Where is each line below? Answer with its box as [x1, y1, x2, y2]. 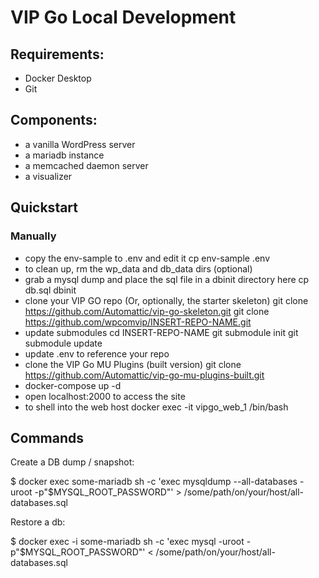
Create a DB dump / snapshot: [10, 456, 135, 468]
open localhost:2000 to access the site [24, 390, 186, 402]
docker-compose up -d [24, 379, 122, 391]
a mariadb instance [24, 149, 105, 161]
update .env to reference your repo [24, 347, 170, 360]
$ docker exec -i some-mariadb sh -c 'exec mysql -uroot [10, 536, 245, 548]
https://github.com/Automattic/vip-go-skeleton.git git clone [24, 305, 270, 317]
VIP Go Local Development [10, 6, 237, 29]
